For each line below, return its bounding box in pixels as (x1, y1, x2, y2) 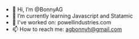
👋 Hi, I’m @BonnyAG (12, 6, 63, 13)
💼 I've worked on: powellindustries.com (12, 19, 112, 26)
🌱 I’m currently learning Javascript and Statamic (12, 12, 133, 19)
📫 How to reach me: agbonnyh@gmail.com (12, 26, 123, 33)
